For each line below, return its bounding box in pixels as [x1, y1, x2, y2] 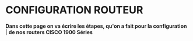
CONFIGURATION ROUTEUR [5, 3, 143, 17]
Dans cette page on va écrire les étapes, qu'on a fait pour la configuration [5, 23, 187, 29]
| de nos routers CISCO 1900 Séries [5, 28, 93, 35]
